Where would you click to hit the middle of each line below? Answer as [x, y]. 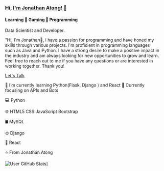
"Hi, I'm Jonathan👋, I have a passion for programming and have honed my [80, 40]
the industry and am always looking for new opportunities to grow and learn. [82, 56]
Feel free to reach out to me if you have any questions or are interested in [79, 61]
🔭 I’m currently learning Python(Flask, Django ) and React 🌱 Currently [75, 85]
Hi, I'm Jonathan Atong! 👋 [36, 8]
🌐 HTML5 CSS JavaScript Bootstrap [42, 112]
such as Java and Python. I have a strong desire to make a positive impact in [82, 51]
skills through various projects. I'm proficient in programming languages [78, 45]
